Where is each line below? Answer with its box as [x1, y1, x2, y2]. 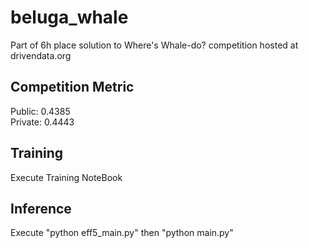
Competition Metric [10, 79, 135, 96]
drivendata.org [10, 49, 72, 61]
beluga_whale [10, 6, 129, 29]
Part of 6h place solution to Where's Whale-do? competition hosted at [10, 39, 299, 51]
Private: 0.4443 [10, 116, 75, 128]
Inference [10, 200, 72, 217]
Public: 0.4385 [10, 105, 71, 117]
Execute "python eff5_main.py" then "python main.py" [10, 227, 234, 239]
